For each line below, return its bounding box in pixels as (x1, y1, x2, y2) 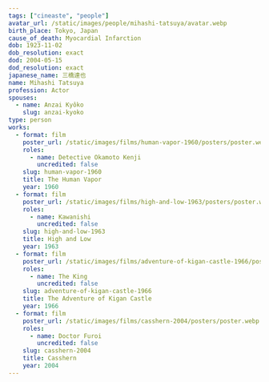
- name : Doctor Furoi (29, 332, 102, 340)
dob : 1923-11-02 (8, 42, 62, 50)
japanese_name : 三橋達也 (8, 71, 86, 79)
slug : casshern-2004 (22, 347, 91, 355)
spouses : (8, 94, 38, 102)
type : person (8, 116, 52, 124)
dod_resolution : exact (8, 64, 84, 72)
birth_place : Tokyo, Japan (8, 26, 98, 34)
